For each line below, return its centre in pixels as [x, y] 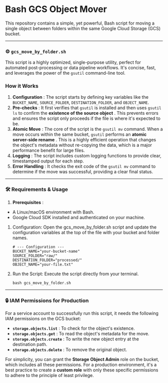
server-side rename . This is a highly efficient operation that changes [84, 139]
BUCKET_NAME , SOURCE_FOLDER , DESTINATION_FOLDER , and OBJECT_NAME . [80, 102]
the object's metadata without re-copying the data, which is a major [82, 145]
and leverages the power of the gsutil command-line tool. [65, 73]
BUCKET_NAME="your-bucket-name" [46, 251]
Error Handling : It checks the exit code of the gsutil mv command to [84, 166]
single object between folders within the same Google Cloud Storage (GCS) [83, 28]
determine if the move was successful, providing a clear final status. [83, 171]
